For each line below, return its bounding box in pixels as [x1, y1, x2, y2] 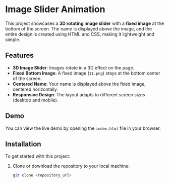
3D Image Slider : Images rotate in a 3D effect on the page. [12, 64, 135, 70]
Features [5, 51, 34, 60]
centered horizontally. [12, 86, 58, 92]
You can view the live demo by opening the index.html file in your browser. [5, 125, 161, 131]
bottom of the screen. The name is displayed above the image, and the [5, 25, 152, 31]
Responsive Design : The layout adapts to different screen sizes [12, 91, 145, 97]
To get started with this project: [5, 153, 71, 159]
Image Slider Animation [5, 4, 105, 15]
